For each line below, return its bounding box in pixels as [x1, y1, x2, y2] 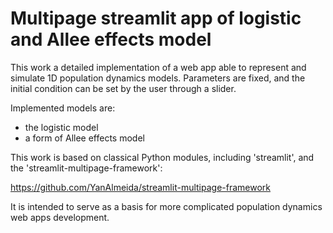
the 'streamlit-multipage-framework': [10, 162, 163, 174]
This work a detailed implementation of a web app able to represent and [10, 61, 307, 73]
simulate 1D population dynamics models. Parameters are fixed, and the [10, 72, 306, 84]
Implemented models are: [10, 102, 116, 114]
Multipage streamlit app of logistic [10, 7, 302, 30]
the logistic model [24, 121, 99, 133]
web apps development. [10, 211, 110, 223]
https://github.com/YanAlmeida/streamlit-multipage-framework [10, 181, 272, 193]
